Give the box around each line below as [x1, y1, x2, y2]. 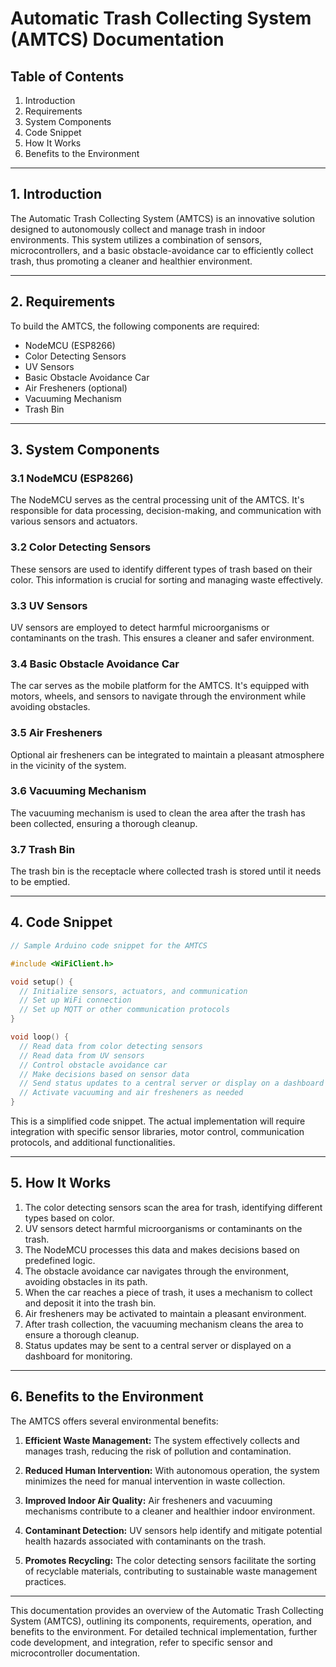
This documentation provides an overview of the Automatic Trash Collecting [10, 1604, 324, 1616]
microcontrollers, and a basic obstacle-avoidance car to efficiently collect [10, 244, 314, 256]
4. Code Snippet [10, 914, 113, 931]
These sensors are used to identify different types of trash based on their [10, 563, 313, 575]
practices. [24, 1575, 67, 1587]
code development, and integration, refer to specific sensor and [10, 1636, 273, 1648]
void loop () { [10, 1032, 70, 1042]
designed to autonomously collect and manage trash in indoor [10, 223, 266, 235]
